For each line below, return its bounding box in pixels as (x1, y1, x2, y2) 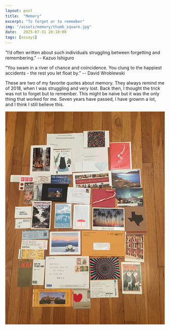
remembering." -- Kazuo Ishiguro (5, 55, 74, 61)
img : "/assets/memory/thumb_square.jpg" (5, 24, 92, 29)
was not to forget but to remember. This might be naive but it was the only (5, 91, 160, 96)
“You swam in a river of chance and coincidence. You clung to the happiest (5, 65, 162, 70)
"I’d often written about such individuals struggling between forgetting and (5, 50, 160, 55)
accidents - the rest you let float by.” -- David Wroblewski (5, 70, 125, 76)
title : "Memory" (5, 13, 42, 19)
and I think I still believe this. (5, 101, 64, 107)
